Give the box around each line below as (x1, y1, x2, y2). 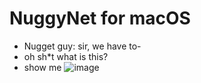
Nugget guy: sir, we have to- (23, 40, 142, 52)
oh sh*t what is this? (23, 50, 109, 62)
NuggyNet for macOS (9, 7, 191, 30)
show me (23, 61, 62, 73)
